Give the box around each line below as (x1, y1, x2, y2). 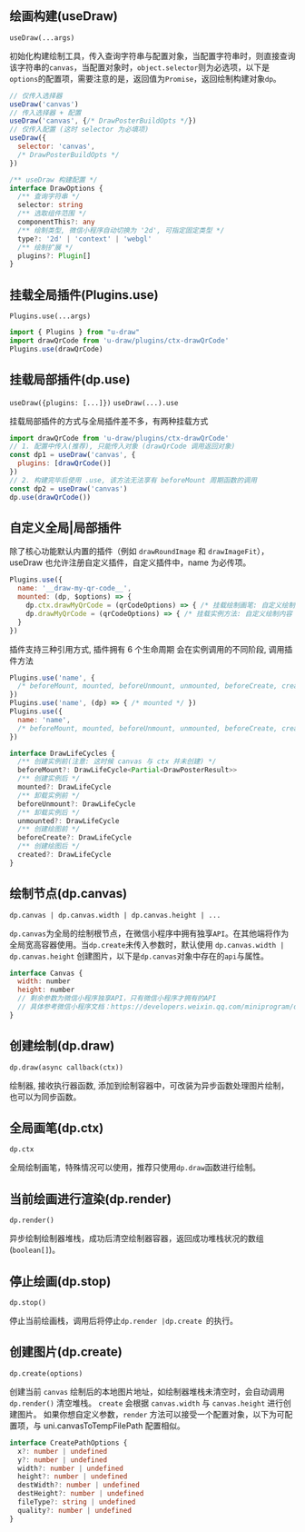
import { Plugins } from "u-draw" (9, 328, 141, 337)
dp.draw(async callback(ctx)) (9, 1062, 124, 1072)
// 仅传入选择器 (9, 91, 63, 100)
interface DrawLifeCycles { (9, 749, 116, 758)
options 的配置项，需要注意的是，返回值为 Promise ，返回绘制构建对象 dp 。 (9, 73, 281, 84)
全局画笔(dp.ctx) (9, 1120, 104, 1136)
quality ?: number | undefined (17, 1506, 132, 1515)
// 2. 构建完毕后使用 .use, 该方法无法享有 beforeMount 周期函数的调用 (9, 475, 257, 484)
